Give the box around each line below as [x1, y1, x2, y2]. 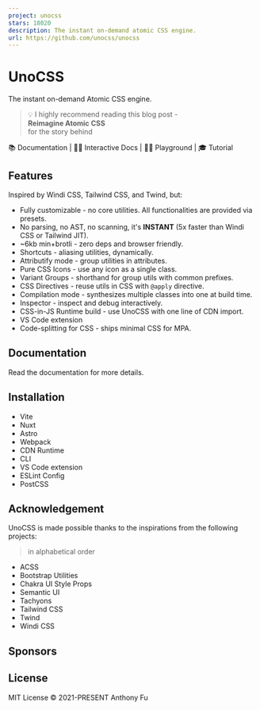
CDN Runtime [19, 446, 65, 455]
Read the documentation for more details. [8, 367, 144, 377]
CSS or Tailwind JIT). [19, 231, 89, 240]
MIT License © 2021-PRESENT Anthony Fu [8, 693, 148, 702]
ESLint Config [19, 470, 65, 480]
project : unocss [8, 11, 62, 20]
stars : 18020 [8, 19, 52, 27]
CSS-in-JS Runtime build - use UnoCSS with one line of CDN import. [19, 307, 244, 316]
